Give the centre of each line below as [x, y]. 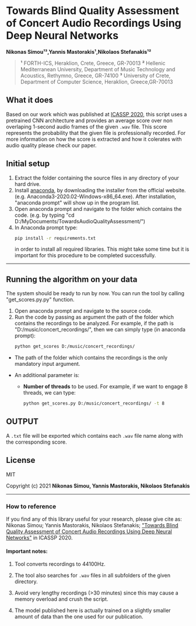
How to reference [31, 506]
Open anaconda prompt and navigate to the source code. [83, 311]
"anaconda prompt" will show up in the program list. [77, 202]
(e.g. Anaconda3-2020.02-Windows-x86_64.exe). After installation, [95, 196]
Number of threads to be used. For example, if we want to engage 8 [105, 386]
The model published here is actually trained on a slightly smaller [92, 611]
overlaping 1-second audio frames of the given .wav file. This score [87, 126]
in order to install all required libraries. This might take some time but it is [102, 249]
